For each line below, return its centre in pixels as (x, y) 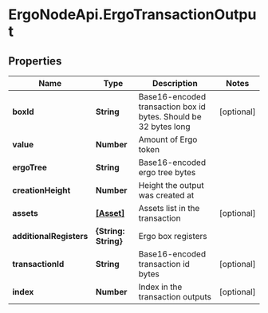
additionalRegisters (50, 236)
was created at (166, 195)
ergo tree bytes (167, 172)
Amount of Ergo (168, 139)
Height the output (171, 185)
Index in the (160, 287)
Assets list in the (169, 208)
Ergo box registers (173, 236)
